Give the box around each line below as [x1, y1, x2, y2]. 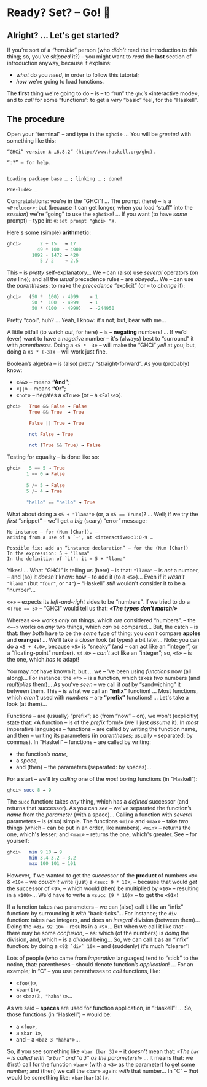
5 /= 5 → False [26, 482, 65, 488]
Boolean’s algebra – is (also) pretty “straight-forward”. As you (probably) [7, 360, 190, 367]
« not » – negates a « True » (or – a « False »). [15, 391, 123, 398]
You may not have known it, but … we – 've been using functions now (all [7, 667, 192, 675]
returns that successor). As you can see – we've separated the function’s [7, 805, 192, 812]
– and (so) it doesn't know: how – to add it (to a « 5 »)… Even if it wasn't [7, 573, 185, 580]
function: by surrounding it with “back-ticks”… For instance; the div [7, 910, 177, 917]
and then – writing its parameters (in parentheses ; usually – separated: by [7, 732, 193, 739]
